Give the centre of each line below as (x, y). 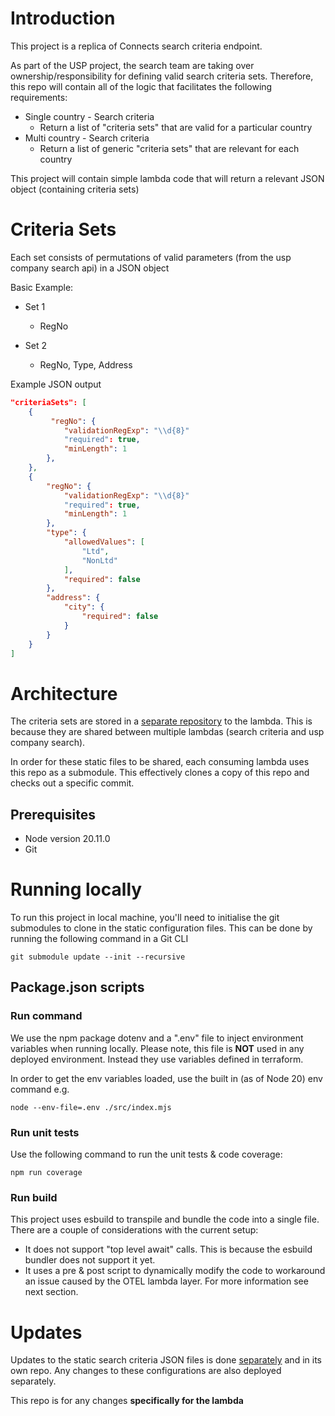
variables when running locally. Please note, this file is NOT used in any (157, 1048)
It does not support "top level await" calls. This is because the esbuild (168, 1249)
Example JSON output (56, 384)
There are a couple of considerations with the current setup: (134, 1230)
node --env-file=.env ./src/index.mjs (91, 1107)
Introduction (63, 18)
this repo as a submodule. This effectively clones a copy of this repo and (160, 773)
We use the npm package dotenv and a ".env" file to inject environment (157, 1038)
